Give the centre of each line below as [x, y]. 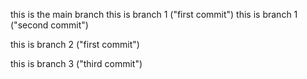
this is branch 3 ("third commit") [76, 63]
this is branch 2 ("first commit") [75, 44]
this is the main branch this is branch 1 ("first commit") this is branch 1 [154, 14]
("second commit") [49, 25]
